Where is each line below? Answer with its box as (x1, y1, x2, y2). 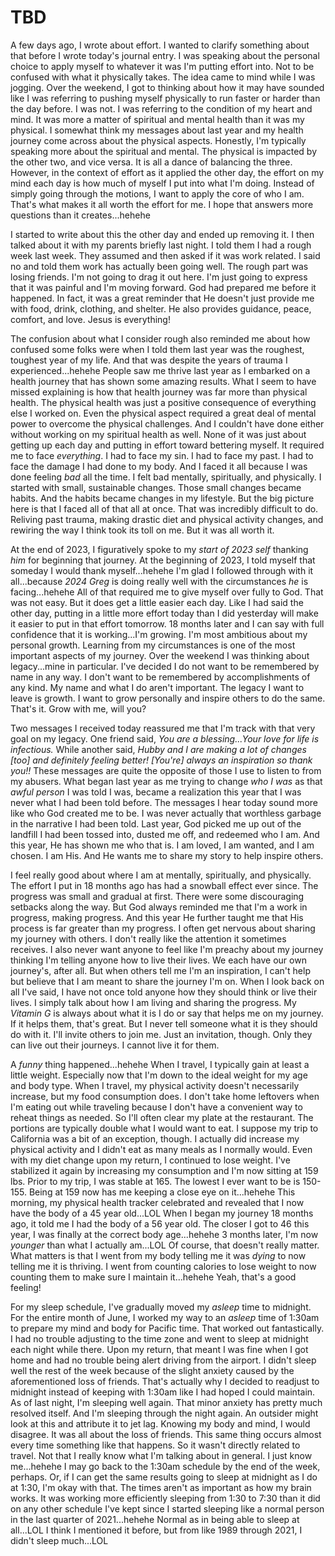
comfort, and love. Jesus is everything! (10, 313, 171, 325)
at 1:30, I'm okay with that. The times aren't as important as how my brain (10, 1481, 312, 1493)
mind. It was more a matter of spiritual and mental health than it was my (10, 113, 305, 125)
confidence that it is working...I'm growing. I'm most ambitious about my (10, 628, 308, 640)
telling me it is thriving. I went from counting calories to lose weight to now (10, 1260, 317, 1272)
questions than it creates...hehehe (10, 209, 151, 221)
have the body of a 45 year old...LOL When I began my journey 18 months (10, 1207, 314, 1219)
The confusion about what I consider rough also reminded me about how (10, 332, 311, 345)
